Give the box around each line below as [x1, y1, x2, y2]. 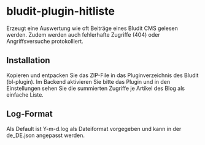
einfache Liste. [6, 91, 44, 99]
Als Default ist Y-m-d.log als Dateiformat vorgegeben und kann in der [6, 125, 182, 132]
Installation [6, 55, 50, 65]
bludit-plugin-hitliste [6, 4, 115, 18]
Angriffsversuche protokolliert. [6, 37, 84, 45]
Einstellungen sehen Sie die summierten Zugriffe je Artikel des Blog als [6, 84, 185, 92]
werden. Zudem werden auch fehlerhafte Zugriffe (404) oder [6, 31, 161, 38]
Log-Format [6, 109, 53, 119]
